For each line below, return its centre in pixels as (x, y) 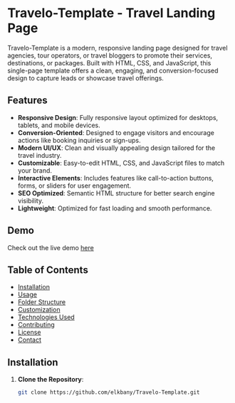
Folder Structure (42, 302)
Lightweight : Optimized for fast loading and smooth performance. (115, 208)
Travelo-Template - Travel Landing (111, 13)
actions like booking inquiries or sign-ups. (79, 140)
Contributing (36, 325)
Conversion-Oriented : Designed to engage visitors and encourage (116, 132)
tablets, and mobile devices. (59, 125)
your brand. (35, 170)
